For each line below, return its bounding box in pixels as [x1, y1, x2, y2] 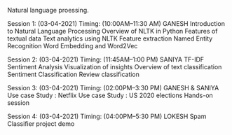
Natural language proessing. [7, 6, 89, 14]
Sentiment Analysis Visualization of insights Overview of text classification [7, 63, 222, 71]
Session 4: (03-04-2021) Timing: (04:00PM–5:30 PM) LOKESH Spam [7, 112, 207, 120]
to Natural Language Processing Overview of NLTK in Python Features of [7, 27, 218, 35]
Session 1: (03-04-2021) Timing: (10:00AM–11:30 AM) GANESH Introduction [7, 20, 226, 27]
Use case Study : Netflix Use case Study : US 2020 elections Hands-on [7, 91, 214, 99]
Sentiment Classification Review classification [7, 70, 140, 78]
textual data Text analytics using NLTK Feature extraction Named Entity [7, 34, 213, 43]
